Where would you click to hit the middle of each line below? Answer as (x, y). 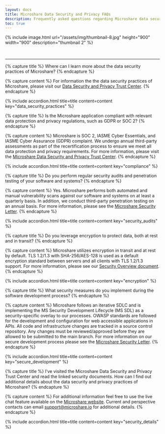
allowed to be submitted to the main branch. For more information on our (79, 337)
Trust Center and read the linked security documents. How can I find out (78, 376)
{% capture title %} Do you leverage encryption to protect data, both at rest (82, 236)
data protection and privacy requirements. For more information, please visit (82, 152)
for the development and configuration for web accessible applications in (79, 321)
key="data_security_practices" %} (40, 106)
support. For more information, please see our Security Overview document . (82, 266)
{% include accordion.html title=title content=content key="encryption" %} (81, 281)
